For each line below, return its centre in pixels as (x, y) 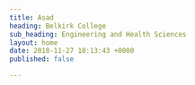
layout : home (34, 42)
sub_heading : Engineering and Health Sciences (98, 34)
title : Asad (31, 17)
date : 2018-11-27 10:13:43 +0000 (72, 51)
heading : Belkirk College (58, 26)
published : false (42, 59)
